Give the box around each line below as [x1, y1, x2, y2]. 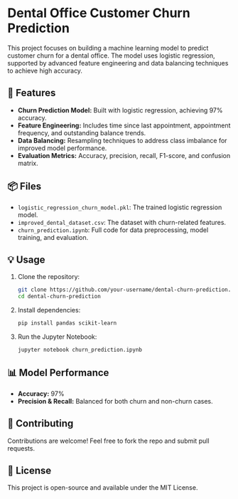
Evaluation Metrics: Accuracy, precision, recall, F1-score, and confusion [17, 151, 231, 159]
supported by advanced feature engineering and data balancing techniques [7, 58, 229, 67]
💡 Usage [7, 253, 45, 266]
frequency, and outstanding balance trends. [17, 128, 146, 137]
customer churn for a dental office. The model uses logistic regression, [7, 51, 215, 60]
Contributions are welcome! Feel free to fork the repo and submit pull [7, 436, 210, 445]
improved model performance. [17, 144, 107, 152]
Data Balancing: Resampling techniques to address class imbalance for [17, 136, 227, 145]
